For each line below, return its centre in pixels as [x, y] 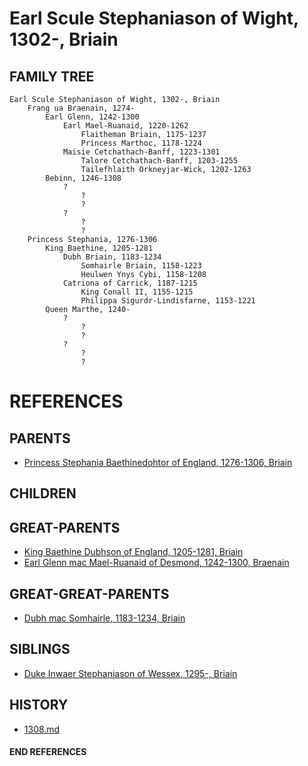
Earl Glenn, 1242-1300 [92, 117]
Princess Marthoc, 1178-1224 [141, 143]
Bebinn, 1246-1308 [83, 178]
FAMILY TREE [52, 76]
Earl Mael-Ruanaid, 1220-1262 [125, 126]
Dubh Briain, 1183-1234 [112, 257]
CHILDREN [43, 493]
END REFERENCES [48, 752]
